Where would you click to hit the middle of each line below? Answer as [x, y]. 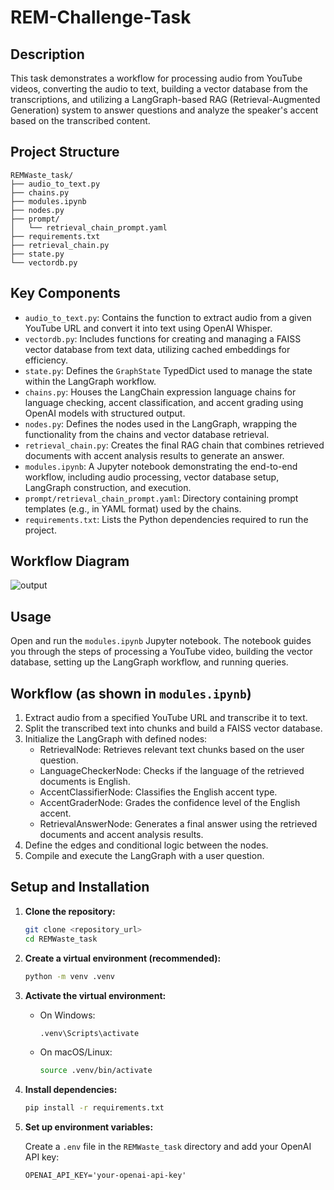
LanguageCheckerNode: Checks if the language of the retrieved [172, 771]
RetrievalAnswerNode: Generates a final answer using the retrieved [178, 824]
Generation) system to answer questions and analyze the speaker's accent [164, 110]
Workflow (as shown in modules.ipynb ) [131, 693]
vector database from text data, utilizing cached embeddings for [157, 349]
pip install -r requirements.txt [94, 1108]
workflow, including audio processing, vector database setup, [152, 477]
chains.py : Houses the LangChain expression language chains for [160, 392]
